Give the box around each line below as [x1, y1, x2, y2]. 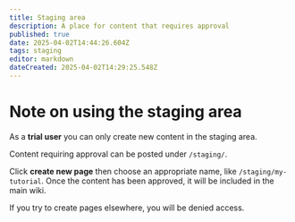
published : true [9, 30, 70, 38]
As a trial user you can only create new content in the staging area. [9, 131, 257, 141]
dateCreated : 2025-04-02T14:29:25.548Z [9, 64, 158, 73]
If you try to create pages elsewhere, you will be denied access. [9, 202, 245, 213]
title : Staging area [9, 13, 87, 22]
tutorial [9, 176, 42, 186]
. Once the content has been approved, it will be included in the [41, 175, 274, 186]
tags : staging [9, 47, 63, 55]
